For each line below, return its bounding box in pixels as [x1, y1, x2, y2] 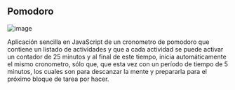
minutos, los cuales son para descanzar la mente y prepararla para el [7, 67, 207, 75]
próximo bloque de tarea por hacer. [7, 75, 109, 83]
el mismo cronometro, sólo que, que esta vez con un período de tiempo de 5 [7, 59, 229, 68]
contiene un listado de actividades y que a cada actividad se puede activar [7, 45, 224, 53]
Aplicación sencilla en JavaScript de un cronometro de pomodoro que [7, 38, 210, 46]
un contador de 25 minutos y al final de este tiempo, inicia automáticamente [7, 52, 227, 61]
